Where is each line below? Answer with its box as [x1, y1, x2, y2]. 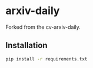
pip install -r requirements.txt [5, 56, 88, 62]
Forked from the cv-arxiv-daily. [5, 23, 81, 30]
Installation [5, 40, 48, 50]
